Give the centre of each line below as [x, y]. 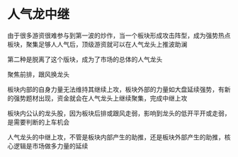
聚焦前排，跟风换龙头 [38, 74]
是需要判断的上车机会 [38, 122]
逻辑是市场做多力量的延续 [51, 146]
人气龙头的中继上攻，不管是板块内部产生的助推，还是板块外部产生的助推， [116, 137]
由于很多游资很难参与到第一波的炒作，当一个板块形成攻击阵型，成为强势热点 [119, 35]
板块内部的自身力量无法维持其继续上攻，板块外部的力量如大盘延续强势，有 [116, 89]
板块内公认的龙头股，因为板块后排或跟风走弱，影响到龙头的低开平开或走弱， [119, 113]
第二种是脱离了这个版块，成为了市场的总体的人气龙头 [85, 59]
